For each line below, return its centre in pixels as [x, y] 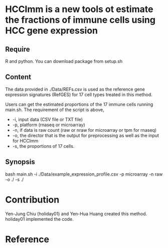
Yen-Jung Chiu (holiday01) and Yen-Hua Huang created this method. [76, 214]
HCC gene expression [52, 31]
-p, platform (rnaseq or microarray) [49, 125]
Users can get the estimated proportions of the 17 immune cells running [79, 104]
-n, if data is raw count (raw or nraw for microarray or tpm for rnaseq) [85, 130]
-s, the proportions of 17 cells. [43, 146]
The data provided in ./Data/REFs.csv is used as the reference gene [75, 89]
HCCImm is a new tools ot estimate [79, 9]
